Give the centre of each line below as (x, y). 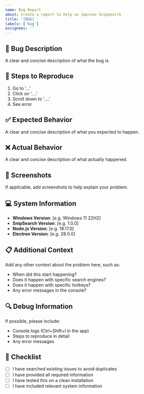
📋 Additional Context (39, 250)
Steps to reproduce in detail (41, 336)
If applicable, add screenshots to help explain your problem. (67, 187)
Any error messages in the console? (49, 290)
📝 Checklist (23, 357)
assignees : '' (20, 28)
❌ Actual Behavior (34, 147)
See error (22, 104)
